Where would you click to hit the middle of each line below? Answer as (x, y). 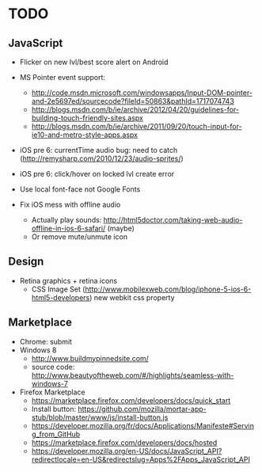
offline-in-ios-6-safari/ (68, 228)
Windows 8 (38, 350)
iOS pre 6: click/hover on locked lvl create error (97, 174)
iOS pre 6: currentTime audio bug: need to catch (99, 150)
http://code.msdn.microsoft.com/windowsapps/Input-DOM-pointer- (142, 93)
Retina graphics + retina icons (68, 280)
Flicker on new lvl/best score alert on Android (94, 62)
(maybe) (121, 228)
